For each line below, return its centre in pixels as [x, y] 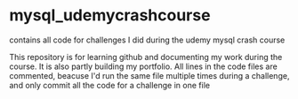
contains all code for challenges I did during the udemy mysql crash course [147, 40]
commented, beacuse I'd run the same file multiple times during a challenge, [149, 75]
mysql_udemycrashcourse [110, 15]
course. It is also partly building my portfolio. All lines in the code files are [143, 66]
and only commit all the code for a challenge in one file [110, 85]
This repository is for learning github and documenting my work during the [146, 57]
